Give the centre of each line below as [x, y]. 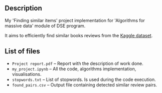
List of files [23, 52]
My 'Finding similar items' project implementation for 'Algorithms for [75, 20]
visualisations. [27, 74]
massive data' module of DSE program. [45, 26]
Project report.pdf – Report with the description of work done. [77, 63]
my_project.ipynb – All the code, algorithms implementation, [74, 69]
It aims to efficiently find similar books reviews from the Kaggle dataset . [79, 35]
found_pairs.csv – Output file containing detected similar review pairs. [85, 84]
